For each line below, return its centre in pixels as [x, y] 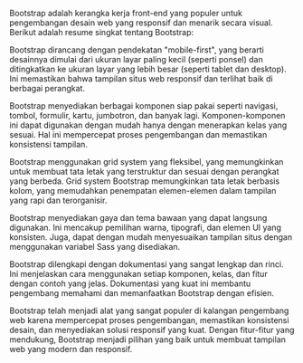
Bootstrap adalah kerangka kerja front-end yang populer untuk [126, 13]
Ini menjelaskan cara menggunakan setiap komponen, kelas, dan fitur [139, 274]
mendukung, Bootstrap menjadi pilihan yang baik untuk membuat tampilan [148, 339]
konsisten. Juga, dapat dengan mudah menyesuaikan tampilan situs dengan [151, 237]
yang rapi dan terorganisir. [58, 200]
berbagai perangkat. [47, 88]
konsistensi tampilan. [49, 144]
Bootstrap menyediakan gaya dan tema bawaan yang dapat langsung [138, 218]
